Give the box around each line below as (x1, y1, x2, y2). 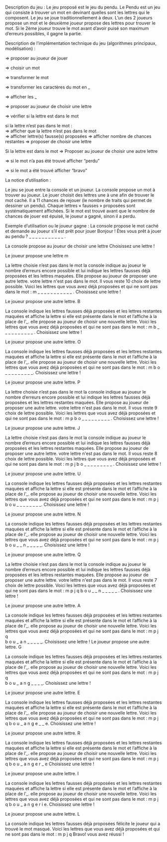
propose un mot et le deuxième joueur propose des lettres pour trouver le (5, 20, 156, 26)
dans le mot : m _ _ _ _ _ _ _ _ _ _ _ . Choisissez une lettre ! (5, 289, 121, 295)
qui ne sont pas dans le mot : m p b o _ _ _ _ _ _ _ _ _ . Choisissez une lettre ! (5, 416, 159, 421)
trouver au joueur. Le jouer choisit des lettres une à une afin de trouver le (5, 192, 155, 198)
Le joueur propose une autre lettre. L (5, 811, 81, 817)
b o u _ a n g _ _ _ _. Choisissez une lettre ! (5, 680, 91, 686)
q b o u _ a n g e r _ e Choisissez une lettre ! (5, 761, 94, 767)
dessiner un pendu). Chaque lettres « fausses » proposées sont (5, 203, 136, 209)
